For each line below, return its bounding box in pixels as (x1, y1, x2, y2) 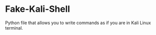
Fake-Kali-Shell (5, 3, 70, 15)
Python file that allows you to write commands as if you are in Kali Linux (5, 20, 152, 26)
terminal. (5, 25, 23, 31)
